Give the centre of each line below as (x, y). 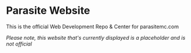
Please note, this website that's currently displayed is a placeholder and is (96, 37)
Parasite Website (48, 11)
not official (19, 44)
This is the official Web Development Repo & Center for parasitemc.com (93, 26)
